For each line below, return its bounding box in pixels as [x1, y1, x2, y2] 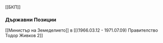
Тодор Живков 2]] [5, 33, 43, 39]
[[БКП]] [5, 4, 21, 10]
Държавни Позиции [5, 16, 56, 23]
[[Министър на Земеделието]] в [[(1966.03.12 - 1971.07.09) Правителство [5, 27, 159, 33]
